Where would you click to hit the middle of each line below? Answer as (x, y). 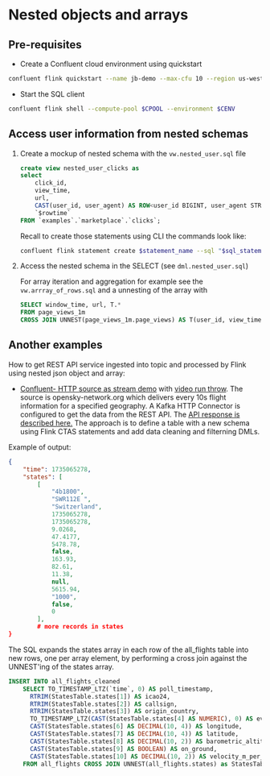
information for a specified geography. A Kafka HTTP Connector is (130, 405)
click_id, (51, 183)
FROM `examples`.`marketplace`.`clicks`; (90, 220)
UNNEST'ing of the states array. (61, 666)
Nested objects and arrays (98, 15)
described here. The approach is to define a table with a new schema (135, 423)
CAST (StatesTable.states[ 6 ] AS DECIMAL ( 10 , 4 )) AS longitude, (136, 727)
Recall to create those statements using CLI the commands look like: (133, 236)
